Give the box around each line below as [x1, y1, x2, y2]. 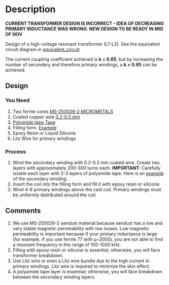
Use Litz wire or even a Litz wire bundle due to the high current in [12, 258, 150, 264]
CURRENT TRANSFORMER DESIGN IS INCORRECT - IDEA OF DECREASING [5, 20, 164, 26]
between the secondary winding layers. [12, 274, 95, 280]
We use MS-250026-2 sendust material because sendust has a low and [12, 220, 163, 226]
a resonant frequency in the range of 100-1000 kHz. [12, 241, 121, 247]
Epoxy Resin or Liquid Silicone [12, 130, 76, 136]
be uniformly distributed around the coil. [12, 192, 97, 198]
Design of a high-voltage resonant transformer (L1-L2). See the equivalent [5, 41, 160, 47]
